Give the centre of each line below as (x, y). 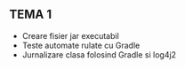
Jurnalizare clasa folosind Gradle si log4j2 (99, 54)
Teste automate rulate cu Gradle (81, 45)
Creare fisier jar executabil (71, 35)
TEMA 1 (31, 15)
